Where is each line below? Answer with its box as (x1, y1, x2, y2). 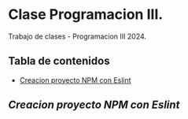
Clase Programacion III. (8, 6, 164, 24)
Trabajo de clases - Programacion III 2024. (8, 32, 147, 41)
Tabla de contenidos (8, 54, 110, 68)
